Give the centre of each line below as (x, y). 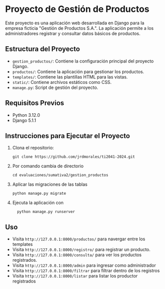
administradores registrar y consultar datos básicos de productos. (73, 33)
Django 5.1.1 (24, 120)
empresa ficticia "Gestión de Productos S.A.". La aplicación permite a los (80, 28)
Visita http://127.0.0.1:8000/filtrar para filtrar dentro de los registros (86, 271)
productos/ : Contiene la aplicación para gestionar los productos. (78, 72)
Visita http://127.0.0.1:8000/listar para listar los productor (75, 276)
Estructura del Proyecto (43, 49)
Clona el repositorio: (33, 148)
